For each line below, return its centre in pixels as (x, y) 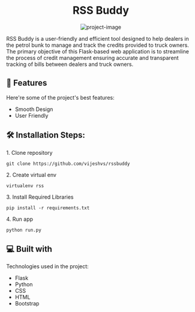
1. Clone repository (29, 152)
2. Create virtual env (31, 175)
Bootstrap (27, 304)
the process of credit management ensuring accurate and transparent (92, 58)
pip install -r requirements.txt (48, 208)
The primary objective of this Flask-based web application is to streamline (97, 51)
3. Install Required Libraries (40, 197)
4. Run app (20, 219)
